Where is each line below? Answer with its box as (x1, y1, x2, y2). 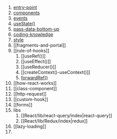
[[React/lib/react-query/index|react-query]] (20, 113, 112, 119)
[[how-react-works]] (13, 80, 57, 86)
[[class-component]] (13, 86, 57, 91)
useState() (13, 20, 35, 26)
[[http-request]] (13, 91, 46, 97)
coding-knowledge (13, 32, 53, 37)
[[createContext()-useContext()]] (20, 69, 90, 75)
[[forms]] (13, 102, 33, 107)
